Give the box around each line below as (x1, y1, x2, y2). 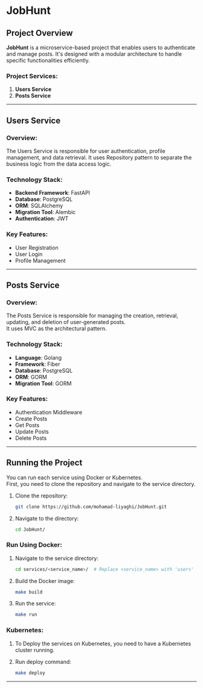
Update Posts (14, 428, 50, 435)
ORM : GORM (14, 373, 47, 380)
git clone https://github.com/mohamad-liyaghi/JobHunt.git (14, 504, 167, 510)
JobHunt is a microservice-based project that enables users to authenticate (6, 44, 195, 51)
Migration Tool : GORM (14, 380, 72, 387)
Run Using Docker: (6, 541, 62, 549)
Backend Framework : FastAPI (14, 189, 91, 197)
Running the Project (6, 457, 83, 468)
